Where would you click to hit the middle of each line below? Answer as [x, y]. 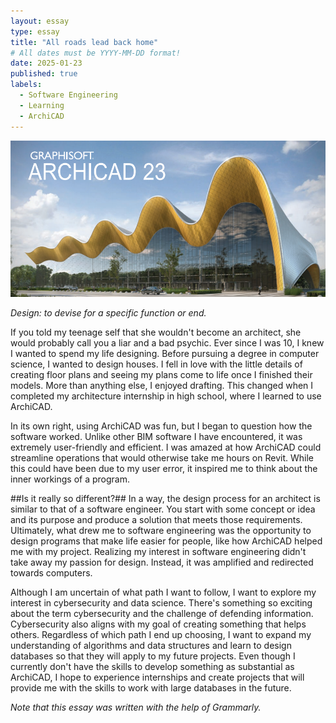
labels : [26, 85]
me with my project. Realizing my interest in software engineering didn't [158, 552]
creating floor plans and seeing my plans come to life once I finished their [161, 375]
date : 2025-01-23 [46, 63]
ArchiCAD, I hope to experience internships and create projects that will [157, 677]
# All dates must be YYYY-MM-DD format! [96, 53]
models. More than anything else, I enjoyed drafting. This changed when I [162, 386]
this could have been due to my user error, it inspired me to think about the [164, 469]
